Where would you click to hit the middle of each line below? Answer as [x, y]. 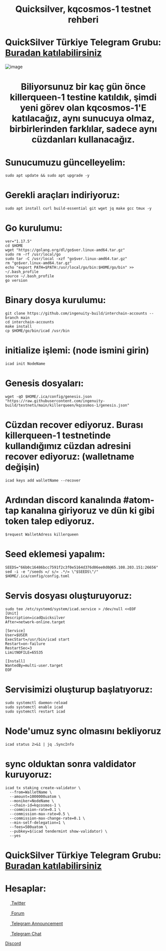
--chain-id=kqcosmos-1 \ [35, 805]
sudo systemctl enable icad [34, 707]
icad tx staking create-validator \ [43, 788]
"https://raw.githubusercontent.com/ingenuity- [55, 401]
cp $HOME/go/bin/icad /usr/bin [37, 331]
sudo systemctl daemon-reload [36, 703]
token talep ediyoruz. [50, 521]
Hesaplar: [26, 888]
